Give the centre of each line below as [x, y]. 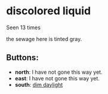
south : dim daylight [39, 84]
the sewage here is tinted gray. [44, 39]
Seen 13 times [23, 27]
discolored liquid [49, 11]
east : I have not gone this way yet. [57, 78]
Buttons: [22, 58]
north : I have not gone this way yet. [58, 72]
